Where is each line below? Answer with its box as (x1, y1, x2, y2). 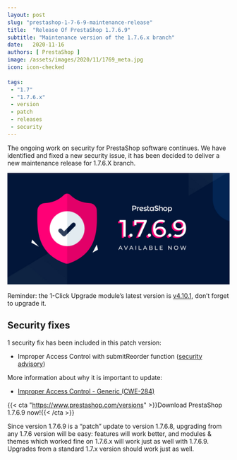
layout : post (7, 11, 46, 18)
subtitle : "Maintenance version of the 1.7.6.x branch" (7, 34, 175, 41)
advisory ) (17, 360, 46, 368)
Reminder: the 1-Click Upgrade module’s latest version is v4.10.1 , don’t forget (7, 291, 229, 300)
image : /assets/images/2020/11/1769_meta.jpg (7, 57, 143, 64)
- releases (10, 116, 42, 123)
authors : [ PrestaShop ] (7, 49, 80, 56)
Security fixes (7, 319, 71, 332)
